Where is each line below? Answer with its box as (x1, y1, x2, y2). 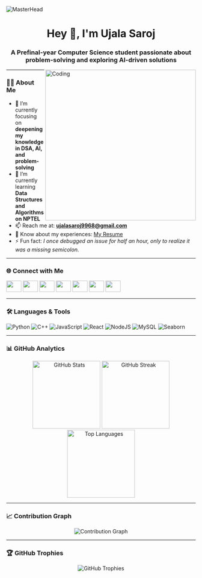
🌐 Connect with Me (6, 266, 64, 275)
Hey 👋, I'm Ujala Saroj (46, 27, 156, 40)
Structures (14, 196, 43, 203)
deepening (14, 125, 43, 133)
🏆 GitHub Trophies (6, 548, 64, 557)
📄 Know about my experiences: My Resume (14, 230, 123, 237)
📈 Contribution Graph (6, 512, 72, 520)
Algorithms (14, 209, 44, 216)
